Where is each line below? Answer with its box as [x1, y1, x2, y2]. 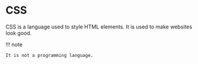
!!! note [5, 41, 23, 48]
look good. [5, 29, 32, 36]
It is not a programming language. [5, 52, 94, 58]
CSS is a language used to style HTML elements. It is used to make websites [5, 23, 193, 30]
